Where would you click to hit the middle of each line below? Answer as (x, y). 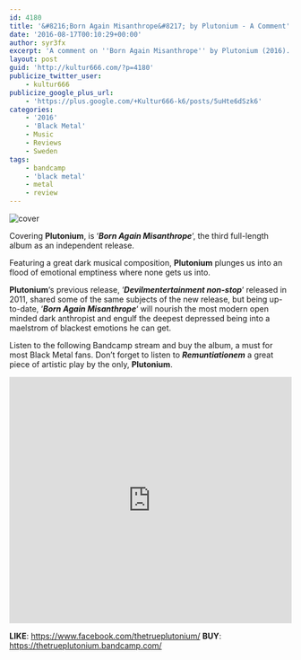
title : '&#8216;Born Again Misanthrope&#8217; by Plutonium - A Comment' (150, 26)
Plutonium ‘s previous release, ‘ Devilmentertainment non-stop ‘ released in (148, 290)
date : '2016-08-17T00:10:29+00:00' (76, 34)
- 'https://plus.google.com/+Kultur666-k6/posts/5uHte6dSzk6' (144, 101)
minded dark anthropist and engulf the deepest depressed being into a (140, 318)
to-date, (24, 309)
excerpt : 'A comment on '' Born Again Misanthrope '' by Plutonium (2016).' (152, 51)
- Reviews (44, 143)
